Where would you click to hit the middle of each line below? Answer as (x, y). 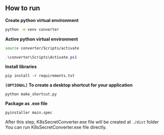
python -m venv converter (32, 29)
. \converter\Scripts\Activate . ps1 (41, 57)
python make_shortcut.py (31, 94)
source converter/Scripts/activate (42, 48)
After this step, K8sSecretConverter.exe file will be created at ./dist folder (82, 122)
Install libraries (21, 66)
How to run (23, 8)
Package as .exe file (26, 103)
